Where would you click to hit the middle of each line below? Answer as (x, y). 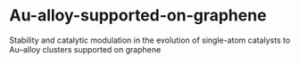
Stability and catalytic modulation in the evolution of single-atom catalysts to (150, 40)
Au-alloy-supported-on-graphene (138, 16)
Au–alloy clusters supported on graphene (85, 49)
